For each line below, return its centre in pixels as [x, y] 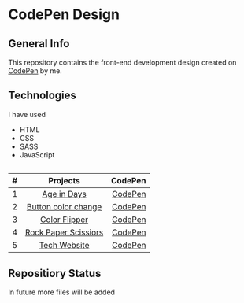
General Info [39, 44]
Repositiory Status [55, 273]
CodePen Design [64, 15]
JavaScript [37, 154]
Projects [64, 181]
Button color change [64, 207]
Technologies [43, 96]
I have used [27, 114]
